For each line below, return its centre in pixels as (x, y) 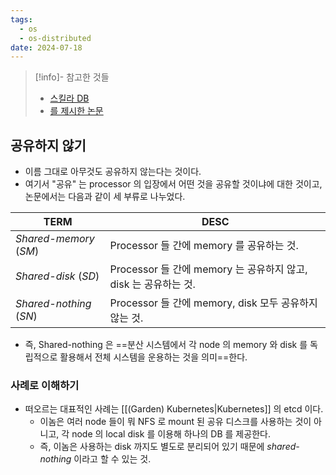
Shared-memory (55, 239)
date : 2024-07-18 (46, 47)
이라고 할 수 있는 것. (112, 459)
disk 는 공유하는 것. (152, 284)
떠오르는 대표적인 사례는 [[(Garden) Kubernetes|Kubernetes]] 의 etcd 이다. (174, 409)
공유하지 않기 (48, 145)
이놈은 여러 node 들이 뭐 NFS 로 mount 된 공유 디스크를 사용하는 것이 (175, 422)
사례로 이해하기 (45, 385)
